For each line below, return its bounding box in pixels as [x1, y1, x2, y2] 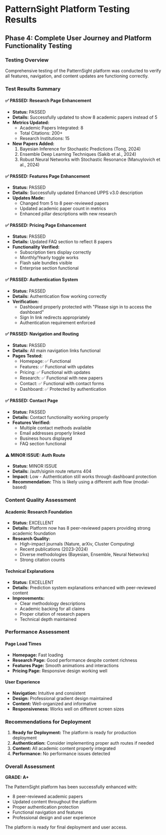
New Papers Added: [12, 140, 55, 146]
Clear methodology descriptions [19, 600, 86, 606]
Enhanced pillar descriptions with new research [19, 211, 117, 217]
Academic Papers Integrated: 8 [19, 125, 83, 131]
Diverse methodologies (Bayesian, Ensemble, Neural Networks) [19, 552, 150, 557]
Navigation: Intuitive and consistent [12, 690, 86, 696]
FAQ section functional [19, 441, 66, 447]
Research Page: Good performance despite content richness [12, 657, 138, 663]
